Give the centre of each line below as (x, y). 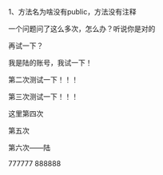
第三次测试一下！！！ (43, 97)
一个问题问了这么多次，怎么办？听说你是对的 (82, 29)
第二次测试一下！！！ (43, 80)
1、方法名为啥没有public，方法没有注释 (72, 12)
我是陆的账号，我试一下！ (50, 63)
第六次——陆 (29, 147)
